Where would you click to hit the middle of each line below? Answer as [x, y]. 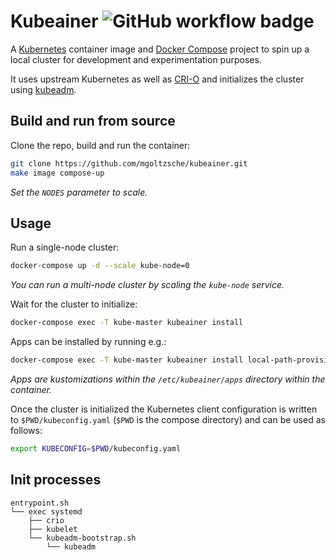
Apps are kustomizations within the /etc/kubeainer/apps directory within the [168, 379]
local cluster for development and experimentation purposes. [136, 59]
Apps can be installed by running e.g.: [88, 342]
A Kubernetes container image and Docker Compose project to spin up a [160, 49]
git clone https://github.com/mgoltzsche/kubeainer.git [129, 163]
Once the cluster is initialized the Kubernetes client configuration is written [164, 409]
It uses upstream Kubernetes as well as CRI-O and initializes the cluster [157, 79]
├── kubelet [53, 529]
